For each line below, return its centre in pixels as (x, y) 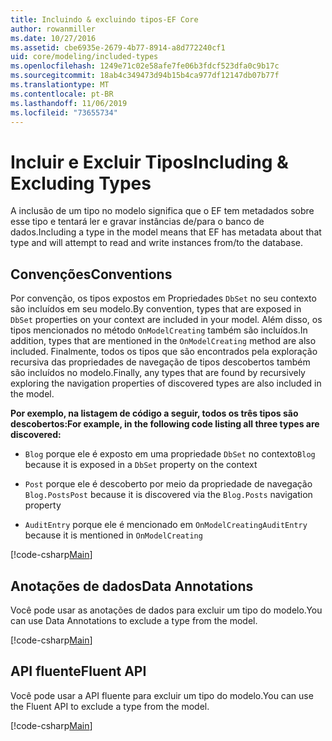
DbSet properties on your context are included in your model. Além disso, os (166, 320)
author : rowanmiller (53, 29)
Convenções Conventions (91, 274)
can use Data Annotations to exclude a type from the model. (134, 620)
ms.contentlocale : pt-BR (62, 94)
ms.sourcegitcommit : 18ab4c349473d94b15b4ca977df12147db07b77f (145, 76)
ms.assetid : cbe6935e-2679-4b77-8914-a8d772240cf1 (118, 47)
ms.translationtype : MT (60, 85)
